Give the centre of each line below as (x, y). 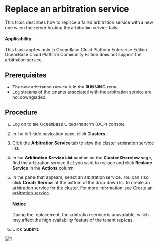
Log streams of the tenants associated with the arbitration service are (82, 92)
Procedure (21, 113)
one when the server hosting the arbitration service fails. (62, 27)
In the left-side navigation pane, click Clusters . (59, 133)
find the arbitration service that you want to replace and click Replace (82, 163)
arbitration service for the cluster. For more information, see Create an (82, 188)
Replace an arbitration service (67, 9)
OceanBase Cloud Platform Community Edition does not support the (73, 55)
